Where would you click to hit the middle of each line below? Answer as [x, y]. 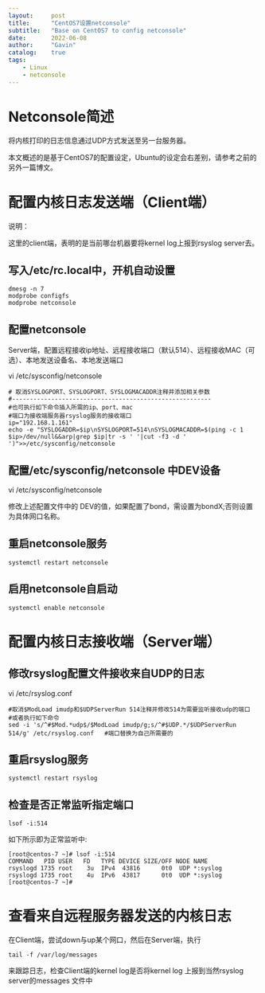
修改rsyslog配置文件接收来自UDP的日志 [106, 674]
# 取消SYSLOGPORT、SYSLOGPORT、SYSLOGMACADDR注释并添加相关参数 [109, 392]
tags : [17, 61]
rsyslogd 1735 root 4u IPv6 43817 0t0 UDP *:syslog [115, 876]
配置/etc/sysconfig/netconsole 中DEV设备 [115, 470]
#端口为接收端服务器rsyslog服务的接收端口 [70, 416]
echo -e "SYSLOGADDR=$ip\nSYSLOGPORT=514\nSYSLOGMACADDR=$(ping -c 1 [126, 430]
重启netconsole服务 [58, 543]
